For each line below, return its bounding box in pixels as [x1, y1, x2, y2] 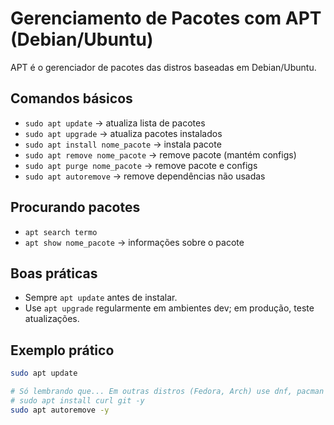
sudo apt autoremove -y [10, 405, 110, 415]
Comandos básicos [10, 90, 133, 107]
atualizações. [24, 313, 80, 325]
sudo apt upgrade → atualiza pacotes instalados [24, 127, 223, 139]
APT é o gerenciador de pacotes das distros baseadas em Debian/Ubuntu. [10, 61, 317, 73]
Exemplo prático [10, 342, 115, 359]
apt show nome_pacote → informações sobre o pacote [24, 236, 245, 248]
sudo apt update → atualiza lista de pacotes [24, 117, 206, 129]
